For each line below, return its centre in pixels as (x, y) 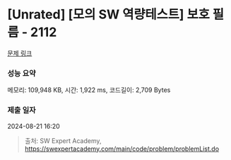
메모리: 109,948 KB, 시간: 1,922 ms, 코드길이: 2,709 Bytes (89, 90)
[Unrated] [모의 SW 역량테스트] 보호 (108, 15)
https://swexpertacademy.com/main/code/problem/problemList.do (122, 149)
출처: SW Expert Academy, (63, 141)
